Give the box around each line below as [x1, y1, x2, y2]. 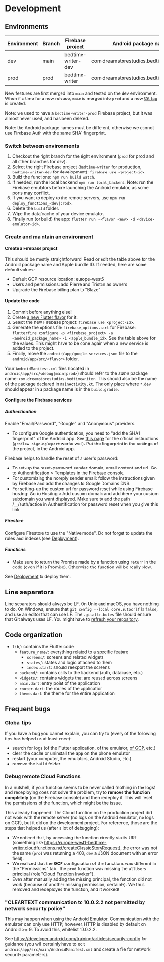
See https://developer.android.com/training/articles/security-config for [5, 936, 147, 942]
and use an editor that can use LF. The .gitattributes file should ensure [5, 611, 151, 617]
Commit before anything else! [12, 309, 72, 315]
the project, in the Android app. [12, 446, 75, 452]
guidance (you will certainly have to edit [5, 941, 85, 947]
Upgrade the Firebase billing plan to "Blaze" [12, 287, 101, 293]
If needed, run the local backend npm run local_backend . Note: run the [12, 179, 154, 185]
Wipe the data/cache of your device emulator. [12, 211, 105, 217]
